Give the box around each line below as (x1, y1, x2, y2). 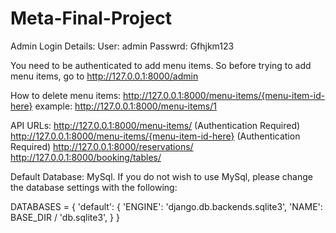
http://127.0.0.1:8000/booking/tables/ (10, 151, 162, 163)
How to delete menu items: (10, 89, 122, 101)
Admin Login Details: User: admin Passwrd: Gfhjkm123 (10, 40, 235, 52)
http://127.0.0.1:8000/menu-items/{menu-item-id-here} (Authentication (10, 130, 301, 142)
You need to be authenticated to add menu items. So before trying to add (10, 59, 312, 71)
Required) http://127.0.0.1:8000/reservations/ (10, 140, 194, 152)
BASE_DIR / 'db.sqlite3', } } (10, 211, 120, 223)
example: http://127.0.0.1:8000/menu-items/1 (34, 100, 217, 112)
